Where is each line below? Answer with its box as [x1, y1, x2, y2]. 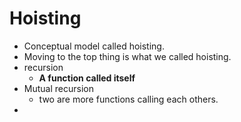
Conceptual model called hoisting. [23, 40, 165, 52]
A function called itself [38, 72, 136, 84]
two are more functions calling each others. [38, 93, 219, 105]
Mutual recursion [23, 82, 94, 94]
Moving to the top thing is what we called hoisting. [23, 50, 232, 62]
